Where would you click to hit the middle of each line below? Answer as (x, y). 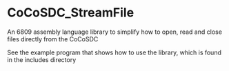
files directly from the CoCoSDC (53, 39)
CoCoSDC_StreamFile (71, 13)
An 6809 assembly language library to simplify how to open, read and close (115, 32)
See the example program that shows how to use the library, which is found (114, 52)
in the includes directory (42, 59)
